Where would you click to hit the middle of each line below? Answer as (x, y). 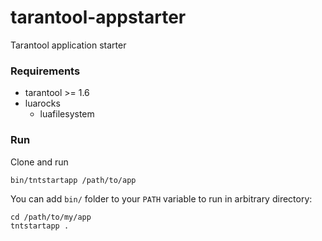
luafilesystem (67, 114)
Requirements (45, 71)
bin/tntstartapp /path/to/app (73, 180)
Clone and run (39, 162)
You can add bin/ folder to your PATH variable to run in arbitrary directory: (161, 198)
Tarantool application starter (68, 45)
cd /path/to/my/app (51, 217)
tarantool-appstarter (98, 17)
